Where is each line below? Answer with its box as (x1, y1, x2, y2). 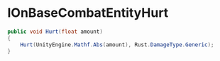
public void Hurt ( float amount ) (7, 28, 103, 35)
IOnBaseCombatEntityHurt (7, 5, 169, 21)
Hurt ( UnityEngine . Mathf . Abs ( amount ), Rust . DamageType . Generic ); (20, 41, 214, 48)
